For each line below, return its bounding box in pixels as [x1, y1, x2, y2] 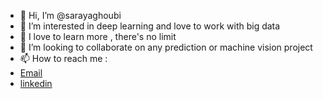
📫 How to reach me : [19, 53, 108, 64]
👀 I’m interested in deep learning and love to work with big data [19, 20, 281, 32]
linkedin [19, 78, 53, 89]
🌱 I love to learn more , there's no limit [19, 31, 177, 42]
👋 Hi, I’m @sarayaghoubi [19, 10, 122, 21]
